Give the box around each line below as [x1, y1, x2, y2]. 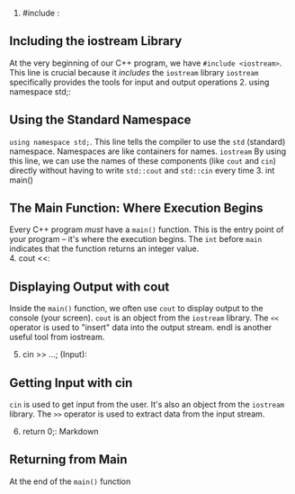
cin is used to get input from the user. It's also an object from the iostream [9, 400, 285, 410]
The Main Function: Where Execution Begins [9, 201, 264, 216]
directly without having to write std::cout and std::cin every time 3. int [9, 165, 275, 175]
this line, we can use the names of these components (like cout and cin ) [9, 155, 277, 166]
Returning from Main [9, 452, 128, 467]
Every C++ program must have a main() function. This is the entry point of [9, 224, 284, 235]
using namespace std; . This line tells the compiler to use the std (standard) [9, 136, 286, 147]
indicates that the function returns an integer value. [9, 243, 200, 255]
